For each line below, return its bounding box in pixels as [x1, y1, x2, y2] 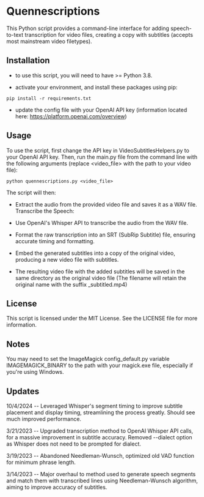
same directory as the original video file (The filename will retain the [15, 274, 186, 281]
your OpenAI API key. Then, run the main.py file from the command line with [6, 153, 197, 161]
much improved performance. [6, 415, 81, 422]
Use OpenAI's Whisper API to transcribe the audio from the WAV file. [15, 219, 188, 226]
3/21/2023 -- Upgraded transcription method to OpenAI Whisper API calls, [6, 427, 194, 434]
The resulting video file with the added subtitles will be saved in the [15, 268, 185, 275]
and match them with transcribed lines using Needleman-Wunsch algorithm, [6, 477, 199, 484]
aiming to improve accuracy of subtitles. [6, 484, 107, 491]
